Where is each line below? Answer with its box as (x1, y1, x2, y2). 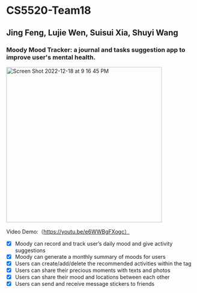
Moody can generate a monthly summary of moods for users (14, 253, 166, 260)
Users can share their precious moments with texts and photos (14, 267, 171, 274)
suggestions (14, 247, 46, 254)
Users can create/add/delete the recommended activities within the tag (14, 260, 192, 267)
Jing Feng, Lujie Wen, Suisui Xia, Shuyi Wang (6, 28, 178, 38)
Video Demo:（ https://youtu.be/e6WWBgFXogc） (6, 228, 130, 235)
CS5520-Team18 (6, 4, 91, 17)
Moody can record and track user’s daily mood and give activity (14, 240, 173, 247)
